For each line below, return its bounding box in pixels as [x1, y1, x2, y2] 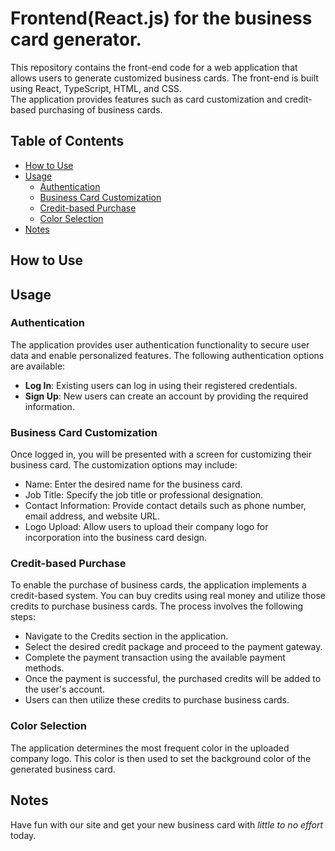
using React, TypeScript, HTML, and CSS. [10, 82, 182, 94]
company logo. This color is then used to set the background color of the [10, 752, 312, 764]
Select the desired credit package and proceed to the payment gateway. [24, 641, 323, 653]
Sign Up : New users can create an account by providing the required [24, 390, 309, 402]
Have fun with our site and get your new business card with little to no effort [10, 818, 324, 831]
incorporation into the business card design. [24, 532, 208, 544]
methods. [24, 662, 65, 674]
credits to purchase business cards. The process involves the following [10, 600, 304, 612]
